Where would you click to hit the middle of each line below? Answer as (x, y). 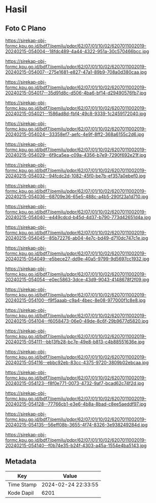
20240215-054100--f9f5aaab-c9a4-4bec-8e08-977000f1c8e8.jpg (75, 300)
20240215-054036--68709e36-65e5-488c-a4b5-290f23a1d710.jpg (77, 197)
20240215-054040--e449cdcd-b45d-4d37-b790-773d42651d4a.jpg (78, 217)
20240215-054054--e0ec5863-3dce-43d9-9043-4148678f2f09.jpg (77, 280)
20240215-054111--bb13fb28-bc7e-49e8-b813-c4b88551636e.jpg (75, 342)
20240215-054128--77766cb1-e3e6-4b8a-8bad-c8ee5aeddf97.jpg (76, 404)
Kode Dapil (21, 493)
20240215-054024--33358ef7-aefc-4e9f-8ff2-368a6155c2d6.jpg (75, 134)
